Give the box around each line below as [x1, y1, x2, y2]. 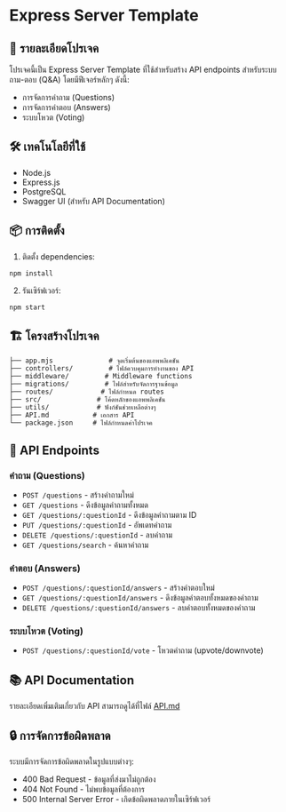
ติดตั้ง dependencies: [21, 251, 95, 262]
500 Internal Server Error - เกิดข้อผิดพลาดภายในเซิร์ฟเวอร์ [21, 794, 211, 805]
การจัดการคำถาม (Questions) [21, 92, 115, 102]
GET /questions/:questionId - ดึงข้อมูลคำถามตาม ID [21, 509, 197, 520]
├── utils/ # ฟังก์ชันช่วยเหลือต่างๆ [9, 403, 157, 412]
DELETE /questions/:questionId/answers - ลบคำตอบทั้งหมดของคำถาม [21, 602, 256, 613]
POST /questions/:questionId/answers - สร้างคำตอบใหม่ [21, 583, 215, 593]
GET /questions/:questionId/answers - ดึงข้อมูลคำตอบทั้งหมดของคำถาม [21, 593, 259, 603]
